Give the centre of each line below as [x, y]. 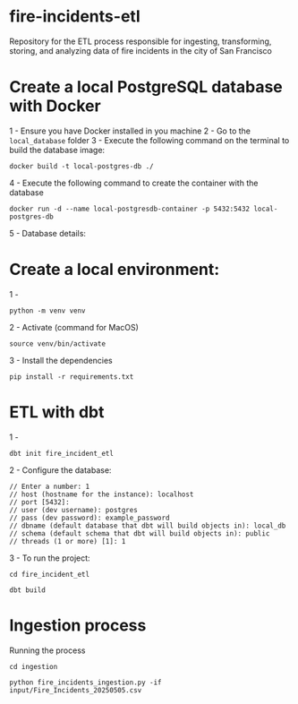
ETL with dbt [57, 412]
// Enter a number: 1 [50, 486]
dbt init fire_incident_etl [62, 453]
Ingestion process [78, 625]
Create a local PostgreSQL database [146, 87]
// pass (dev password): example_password [89, 518]
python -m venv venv [48, 311]
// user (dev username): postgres [74, 510]
